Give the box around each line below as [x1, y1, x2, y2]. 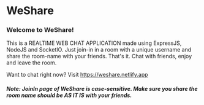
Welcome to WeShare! [6, 26, 75, 34]
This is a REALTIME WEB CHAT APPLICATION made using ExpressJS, [6, 39, 182, 47]
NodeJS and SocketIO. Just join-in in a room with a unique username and [6, 46, 192, 53]
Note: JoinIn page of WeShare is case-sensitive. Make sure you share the [6, 85, 198, 93]
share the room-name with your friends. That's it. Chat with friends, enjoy [6, 53, 192, 60]
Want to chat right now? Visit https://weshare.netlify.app [6, 71, 148, 79]
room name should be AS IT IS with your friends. [6, 91, 132, 99]
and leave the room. [6, 59, 57, 66]
